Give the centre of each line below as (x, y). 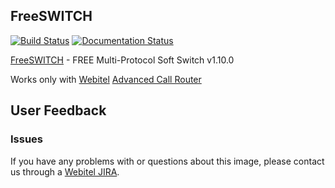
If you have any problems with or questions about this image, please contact (167, 161)
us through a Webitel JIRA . (65, 171)
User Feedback (58, 110)
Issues (27, 139)
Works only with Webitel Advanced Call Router (106, 79)
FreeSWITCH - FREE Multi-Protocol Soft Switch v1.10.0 (122, 60)
